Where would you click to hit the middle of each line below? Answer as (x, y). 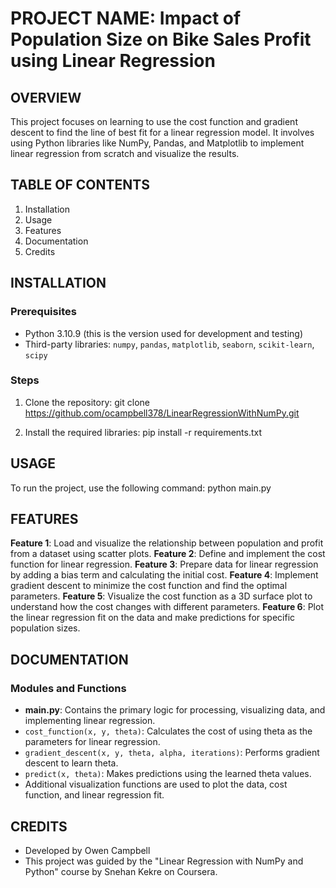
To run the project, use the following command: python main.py (141, 488)
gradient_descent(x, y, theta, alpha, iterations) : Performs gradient (172, 753)
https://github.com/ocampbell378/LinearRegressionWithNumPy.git (162, 413)
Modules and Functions (68, 688)
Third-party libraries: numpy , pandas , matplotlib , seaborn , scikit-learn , (169, 344)
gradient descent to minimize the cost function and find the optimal (149, 586)
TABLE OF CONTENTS (80, 185)
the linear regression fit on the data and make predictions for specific (153, 618)
